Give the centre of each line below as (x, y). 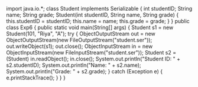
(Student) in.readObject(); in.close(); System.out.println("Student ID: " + (93, 59)
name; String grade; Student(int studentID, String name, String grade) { (92, 15)
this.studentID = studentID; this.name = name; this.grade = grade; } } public (98, 21)
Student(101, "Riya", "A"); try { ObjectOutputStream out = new (81, 34)
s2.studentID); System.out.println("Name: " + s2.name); (74, 65)
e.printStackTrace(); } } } (36, 78)
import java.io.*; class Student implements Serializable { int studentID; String (99, 9)
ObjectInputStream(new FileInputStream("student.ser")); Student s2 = (91, 52)
